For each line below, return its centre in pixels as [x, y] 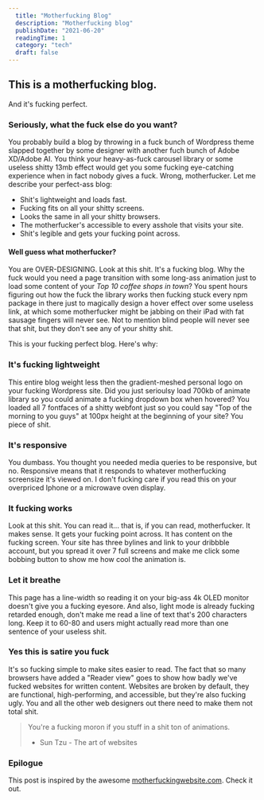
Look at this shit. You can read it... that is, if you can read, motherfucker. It [129, 525]
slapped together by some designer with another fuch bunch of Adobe [124, 150]
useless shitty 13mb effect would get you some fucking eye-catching [121, 167]
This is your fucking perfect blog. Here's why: [83, 344]
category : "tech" [44, 45]
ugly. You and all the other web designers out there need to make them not [130, 703]
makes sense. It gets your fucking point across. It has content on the [120, 534]
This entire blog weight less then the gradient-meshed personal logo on [126, 382]
